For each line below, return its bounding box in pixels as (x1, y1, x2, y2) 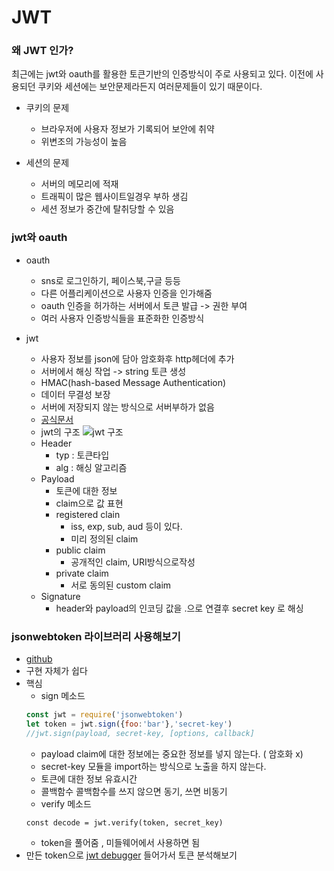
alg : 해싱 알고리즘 (55, 461, 128, 473)
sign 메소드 (40, 690, 86, 702)
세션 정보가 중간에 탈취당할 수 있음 (40, 203, 175, 215)
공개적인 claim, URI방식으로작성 (70, 556, 196, 568)
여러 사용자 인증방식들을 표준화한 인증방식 (40, 312, 205, 324)
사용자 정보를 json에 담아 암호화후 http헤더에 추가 (40, 352, 235, 365)
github (25, 653, 53, 665)
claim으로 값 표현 (55, 497, 124, 509)
